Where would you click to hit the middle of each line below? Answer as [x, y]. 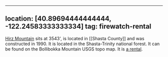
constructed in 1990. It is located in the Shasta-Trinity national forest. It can [82, 44]
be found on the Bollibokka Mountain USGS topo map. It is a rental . [74, 49]
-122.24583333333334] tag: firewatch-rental [78, 27]
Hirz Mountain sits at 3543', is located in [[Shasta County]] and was [75, 38]
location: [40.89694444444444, [58, 19]
